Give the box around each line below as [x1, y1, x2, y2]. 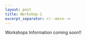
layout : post [5, 7, 32, 12]
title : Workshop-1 [5, 12, 42, 17]
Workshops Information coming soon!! [5, 30, 82, 36]
